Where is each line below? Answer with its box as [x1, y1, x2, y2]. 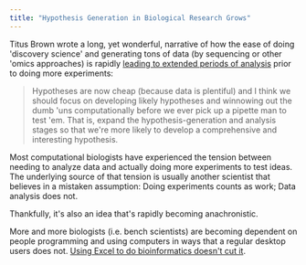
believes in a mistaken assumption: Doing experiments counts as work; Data [9, 180, 297, 192]
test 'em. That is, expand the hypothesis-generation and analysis [31, 114, 277, 125]
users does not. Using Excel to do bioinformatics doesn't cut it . [9, 245, 247, 256]
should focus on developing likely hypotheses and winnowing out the [31, 95, 292, 106]
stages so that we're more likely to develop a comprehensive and [31, 124, 278, 135]
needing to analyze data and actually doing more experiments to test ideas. [9, 161, 293, 172]
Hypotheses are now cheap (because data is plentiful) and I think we [31, 85, 291, 96]
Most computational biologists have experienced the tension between [9, 152, 272, 163]
